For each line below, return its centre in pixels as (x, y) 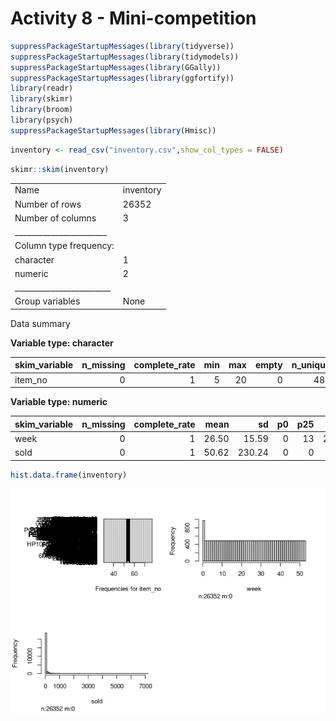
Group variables (47, 301)
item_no (31, 379)
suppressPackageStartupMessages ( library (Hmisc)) (113, 130)
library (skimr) (42, 99)
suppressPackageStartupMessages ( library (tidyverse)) (122, 46)
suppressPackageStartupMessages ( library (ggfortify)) (122, 78)
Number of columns (55, 218)
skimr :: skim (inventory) (60, 169)
